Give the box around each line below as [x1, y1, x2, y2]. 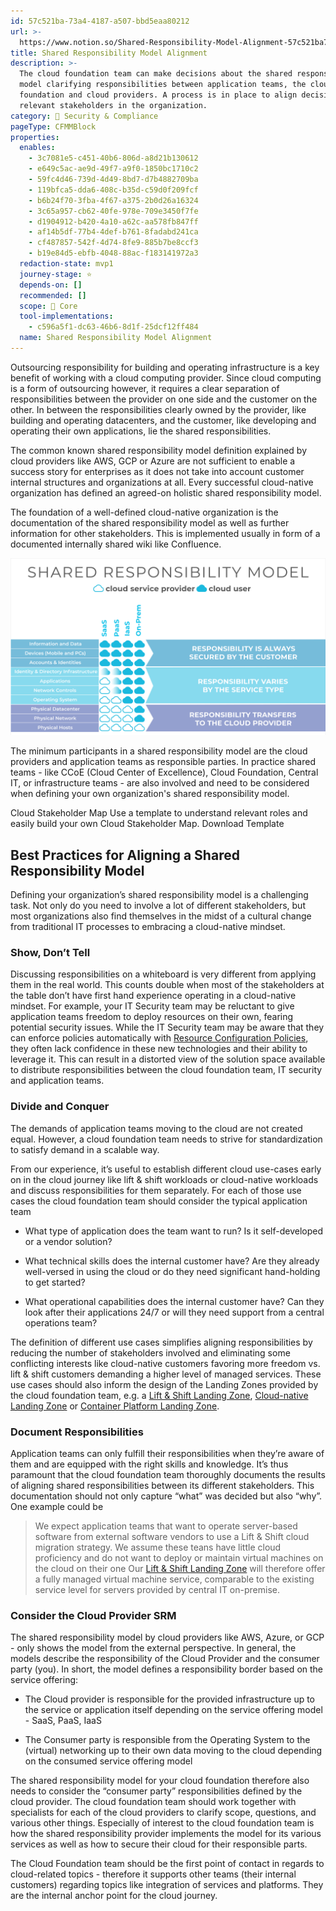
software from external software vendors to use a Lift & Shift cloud [34, 1531, 310, 1543]
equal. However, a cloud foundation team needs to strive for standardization [10, 1133, 323, 1145]
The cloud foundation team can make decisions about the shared [19, 69, 293, 79]
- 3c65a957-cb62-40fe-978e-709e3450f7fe [28, 206, 199, 216]
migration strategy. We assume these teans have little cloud [34, 1541, 282, 1554]
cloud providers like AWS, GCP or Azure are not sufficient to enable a [10, 455, 296, 467]
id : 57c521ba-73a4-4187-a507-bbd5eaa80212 [10, 16, 190, 26]
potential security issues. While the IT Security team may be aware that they [10, 1021, 325, 1034]
